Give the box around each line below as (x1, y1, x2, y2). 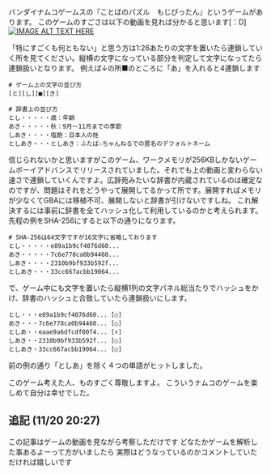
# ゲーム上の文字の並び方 (8, 81, 83, 89)
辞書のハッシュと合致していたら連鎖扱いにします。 (22, 293, 192, 302)
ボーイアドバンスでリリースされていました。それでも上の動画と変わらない (15, 165, 263, 174)
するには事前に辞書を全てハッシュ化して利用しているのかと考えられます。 (15, 206, 263, 215)
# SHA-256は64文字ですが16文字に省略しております (8, 233, 158, 241)
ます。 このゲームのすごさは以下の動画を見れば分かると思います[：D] (15, 17, 247, 27)
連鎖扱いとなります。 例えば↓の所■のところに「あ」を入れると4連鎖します (8, 63, 260, 73)
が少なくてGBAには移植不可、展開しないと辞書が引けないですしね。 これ (8, 195, 252, 205)
